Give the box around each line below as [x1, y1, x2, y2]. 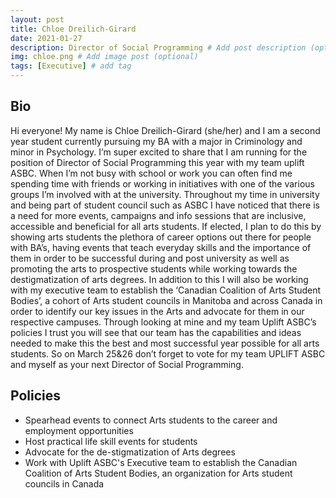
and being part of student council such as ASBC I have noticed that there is [10, 199, 320, 211]
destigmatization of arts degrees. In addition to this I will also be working [10, 273, 309, 285]
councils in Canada [24, 477, 105, 490]
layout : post [10, 14, 65, 25]
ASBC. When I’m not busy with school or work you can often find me [10, 167, 293, 179]
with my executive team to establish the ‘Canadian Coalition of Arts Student [10, 284, 322, 296]
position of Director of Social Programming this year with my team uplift [10, 156, 305, 168]
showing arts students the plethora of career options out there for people [10, 231, 312, 243]
